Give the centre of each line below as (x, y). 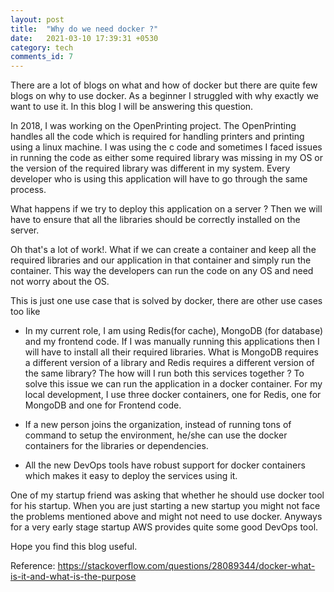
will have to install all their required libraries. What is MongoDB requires (171, 352)
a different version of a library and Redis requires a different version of (169, 363)
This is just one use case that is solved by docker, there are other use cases (166, 301)
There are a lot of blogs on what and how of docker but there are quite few (164, 85)
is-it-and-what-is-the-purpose (73, 577)
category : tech (42, 47)
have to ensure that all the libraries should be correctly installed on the (155, 220)
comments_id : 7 (42, 57)
